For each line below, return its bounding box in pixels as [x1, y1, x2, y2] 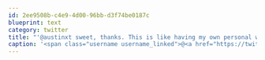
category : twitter [8, 26, 69, 34]
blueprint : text [8, 19, 62, 26]
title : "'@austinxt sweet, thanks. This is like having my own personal [8, 33, 252, 41]
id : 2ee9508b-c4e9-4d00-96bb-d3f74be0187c [8, 11, 150, 19]
